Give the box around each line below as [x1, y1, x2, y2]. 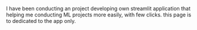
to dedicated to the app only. [6, 18, 76, 24]
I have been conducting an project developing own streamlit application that [6, 5, 191, 12]
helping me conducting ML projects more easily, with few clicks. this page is [6, 11, 192, 18]
